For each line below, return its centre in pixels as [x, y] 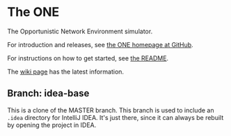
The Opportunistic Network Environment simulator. [80, 31]
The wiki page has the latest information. [65, 71]
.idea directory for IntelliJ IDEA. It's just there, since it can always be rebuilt [115, 117]
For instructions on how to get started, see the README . [88, 58]
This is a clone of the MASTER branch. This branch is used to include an [111, 110]
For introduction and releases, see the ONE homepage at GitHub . [100, 44]
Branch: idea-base [48, 93]
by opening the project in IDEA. [52, 125]
